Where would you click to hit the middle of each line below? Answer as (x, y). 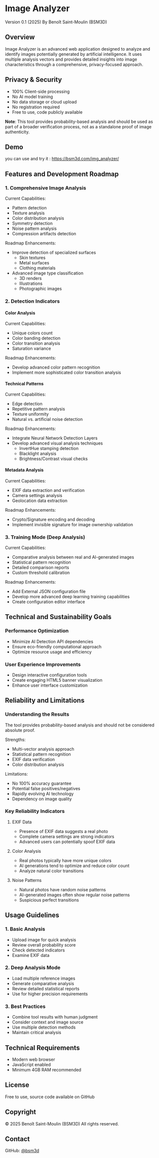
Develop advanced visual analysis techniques (57, 443)
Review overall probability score (44, 945)
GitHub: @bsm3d (22, 1151)
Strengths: (15, 740)
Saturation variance (31, 348)
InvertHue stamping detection (49, 449)
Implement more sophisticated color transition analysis (66, 373)
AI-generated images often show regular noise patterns (74, 895)
